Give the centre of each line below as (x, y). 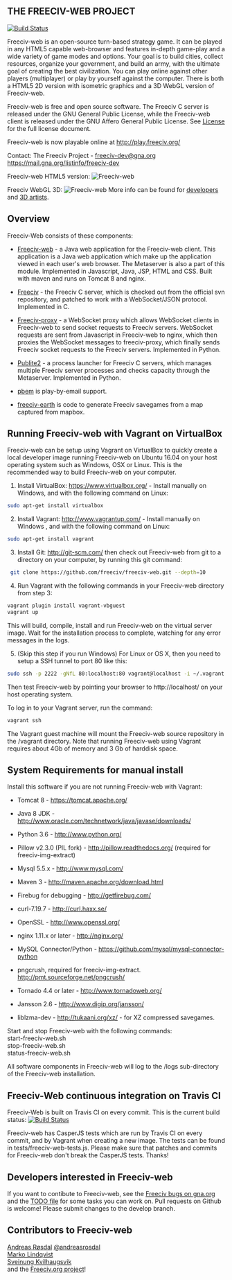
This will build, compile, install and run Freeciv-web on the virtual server (110, 625)
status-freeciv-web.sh (39, 1053)
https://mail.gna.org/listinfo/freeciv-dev (63, 163)
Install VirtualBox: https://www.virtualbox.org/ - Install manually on (111, 486)
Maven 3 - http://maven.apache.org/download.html (90, 882)
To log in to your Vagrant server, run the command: (80, 708)
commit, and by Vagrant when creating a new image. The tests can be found (116, 1141)
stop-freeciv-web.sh (36, 1046)
